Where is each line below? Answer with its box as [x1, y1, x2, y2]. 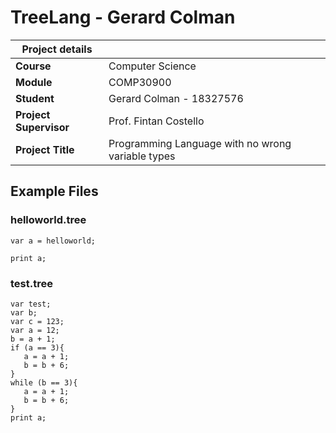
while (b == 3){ [10, 377, 78, 388]
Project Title [15, 142, 75, 156]
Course [15, 59, 52, 73]
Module [15, 75, 53, 89]
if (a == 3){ [10, 342, 65, 353]
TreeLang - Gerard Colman [10, 6, 236, 29]
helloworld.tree [10, 213, 87, 227]
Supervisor [15, 120, 70, 134]
